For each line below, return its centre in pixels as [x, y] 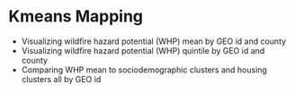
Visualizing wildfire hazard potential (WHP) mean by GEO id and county [154, 41]
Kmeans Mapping [76, 17]
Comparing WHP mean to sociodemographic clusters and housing [144, 70]
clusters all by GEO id [61, 79]
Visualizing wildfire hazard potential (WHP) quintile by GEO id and [143, 50]
